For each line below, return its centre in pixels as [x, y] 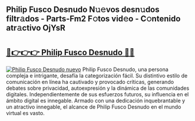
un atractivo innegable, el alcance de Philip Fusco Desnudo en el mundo [94, 107]
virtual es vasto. [26, 113]
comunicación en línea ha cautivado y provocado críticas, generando [90, 82]
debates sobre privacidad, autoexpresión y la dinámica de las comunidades [98, 88]
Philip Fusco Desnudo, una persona [125, 69]
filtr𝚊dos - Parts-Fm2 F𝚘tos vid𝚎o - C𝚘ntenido [93, 19]
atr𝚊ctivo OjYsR [36, 28]
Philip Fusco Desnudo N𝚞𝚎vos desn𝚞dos [83, 10]
